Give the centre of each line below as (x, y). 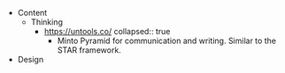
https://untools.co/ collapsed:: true (107, 31)
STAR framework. (89, 50)
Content (32, 13)
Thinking (47, 22)
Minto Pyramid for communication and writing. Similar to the (167, 40)
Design (31, 59)
